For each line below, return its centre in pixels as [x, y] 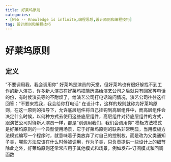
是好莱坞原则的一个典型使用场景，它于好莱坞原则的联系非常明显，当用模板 [83, 129]
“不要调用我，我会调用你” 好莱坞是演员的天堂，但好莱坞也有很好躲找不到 [81, 85]
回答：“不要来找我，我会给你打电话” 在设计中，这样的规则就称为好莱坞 [79, 104]
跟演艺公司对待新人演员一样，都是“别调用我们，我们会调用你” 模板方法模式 [84, 123]
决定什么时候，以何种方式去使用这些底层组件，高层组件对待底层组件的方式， [85, 116]
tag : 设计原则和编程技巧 [28, 24]
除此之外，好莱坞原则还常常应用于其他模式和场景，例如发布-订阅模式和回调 [84, 148]
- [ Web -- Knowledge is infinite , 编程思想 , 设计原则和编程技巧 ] [69, 19]
